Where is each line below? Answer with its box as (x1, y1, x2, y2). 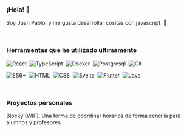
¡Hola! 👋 (6, 5, 30, 14)
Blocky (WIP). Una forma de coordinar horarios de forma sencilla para (6, 112, 181, 119)
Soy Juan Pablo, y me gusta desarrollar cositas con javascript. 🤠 (6, 19, 167, 27)
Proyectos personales (6, 98, 73, 107)
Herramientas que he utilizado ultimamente (6, 46, 137, 54)
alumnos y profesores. (6, 118, 63, 126)
